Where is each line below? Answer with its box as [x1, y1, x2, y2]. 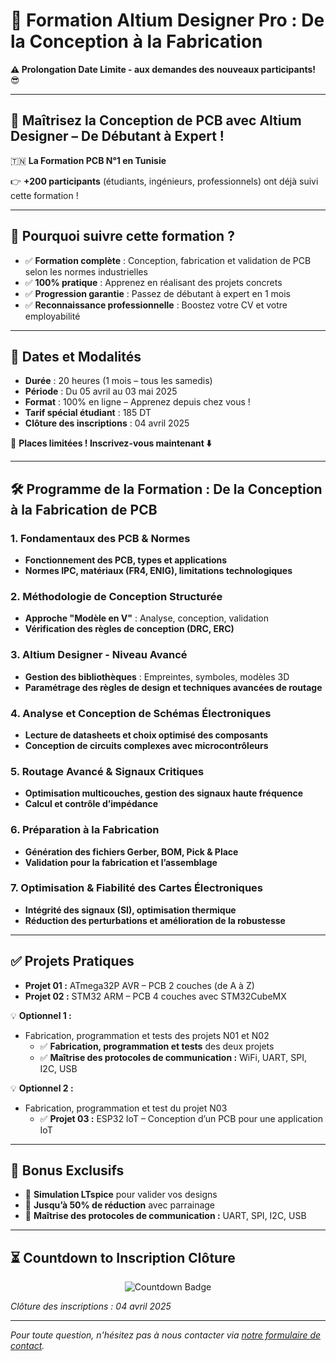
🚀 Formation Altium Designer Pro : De [10, 9, 325, 32]
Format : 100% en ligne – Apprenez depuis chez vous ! [24, 396, 251, 408]
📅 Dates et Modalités [10, 348, 142, 365]
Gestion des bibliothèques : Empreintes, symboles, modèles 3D [24, 670, 290, 683]
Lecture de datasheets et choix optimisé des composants [24, 729, 269, 741]
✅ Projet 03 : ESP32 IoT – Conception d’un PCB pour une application [39, 1112, 323, 1124]
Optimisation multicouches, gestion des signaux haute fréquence [24, 787, 304, 799]
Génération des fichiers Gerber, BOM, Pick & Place [24, 845, 239, 858]
